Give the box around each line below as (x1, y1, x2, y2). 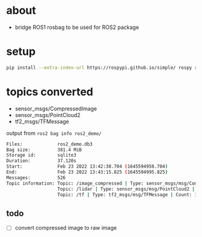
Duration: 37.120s (6, 158, 77, 164)
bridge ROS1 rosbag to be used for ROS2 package (14, 24, 139, 31)
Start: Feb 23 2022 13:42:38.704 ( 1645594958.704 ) (6, 163, 168, 169)
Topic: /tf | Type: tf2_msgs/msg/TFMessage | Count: (57, 191, 192, 198)
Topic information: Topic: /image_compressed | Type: (6, 180, 144, 186)
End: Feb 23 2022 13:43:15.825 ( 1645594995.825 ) (6, 169, 168, 175)
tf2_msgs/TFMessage (14, 118, 69, 125)
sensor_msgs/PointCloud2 (14, 111, 81, 118)
